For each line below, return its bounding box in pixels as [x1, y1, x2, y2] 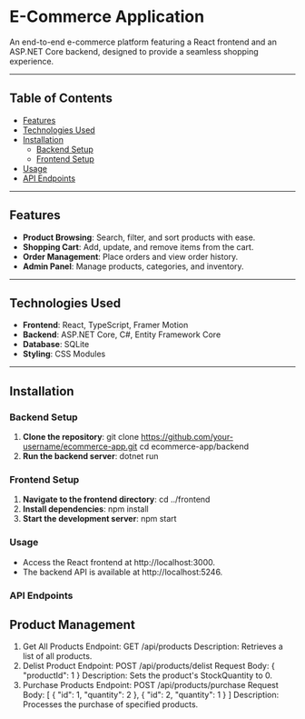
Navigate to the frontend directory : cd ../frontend [22, 494, 211, 505]
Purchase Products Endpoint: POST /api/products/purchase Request [22, 680, 279, 691]
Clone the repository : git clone [22, 432, 139, 443]
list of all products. [22, 651, 93, 662]
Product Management [9, 616, 136, 633]
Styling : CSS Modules [22, 348, 106, 360]
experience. [9, 55, 54, 66]
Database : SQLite [22, 339, 90, 350]
